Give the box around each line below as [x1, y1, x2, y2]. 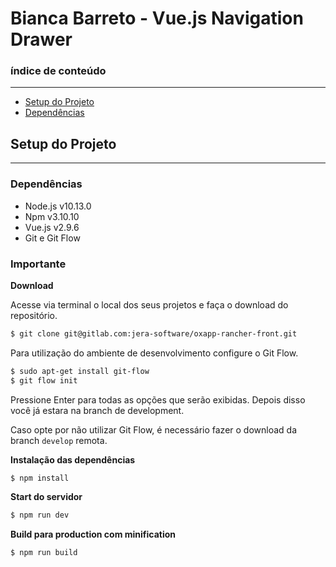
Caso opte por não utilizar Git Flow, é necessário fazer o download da [10, 423, 298, 436]
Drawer [10, 28, 73, 51]
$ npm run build [10, 548, 78, 558]
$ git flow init [10, 375, 78, 386]
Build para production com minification [10, 528, 177, 541]
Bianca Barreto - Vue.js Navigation [10, 7, 304, 30]
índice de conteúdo [10, 64, 107, 78]
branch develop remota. [10, 434, 108, 446]
